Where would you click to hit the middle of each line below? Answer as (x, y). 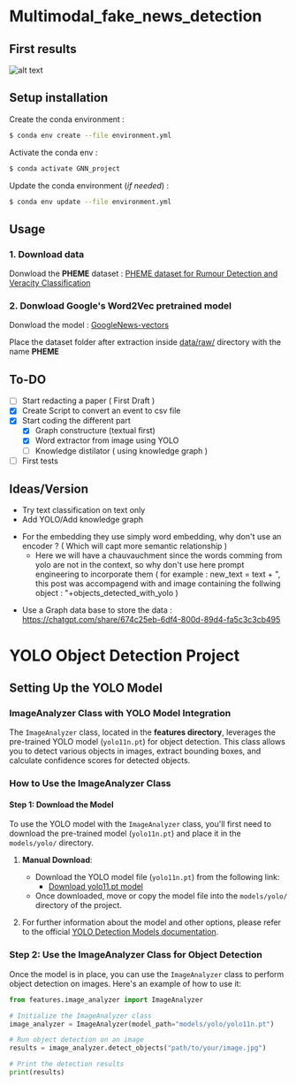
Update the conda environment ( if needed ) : (89, 185)
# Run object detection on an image (76, 1040)
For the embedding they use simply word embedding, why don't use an (152, 537)
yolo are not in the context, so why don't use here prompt (140, 565)
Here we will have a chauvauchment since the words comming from (159, 555)
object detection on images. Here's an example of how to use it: (125, 983)
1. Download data (47, 254)
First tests (40, 461)
